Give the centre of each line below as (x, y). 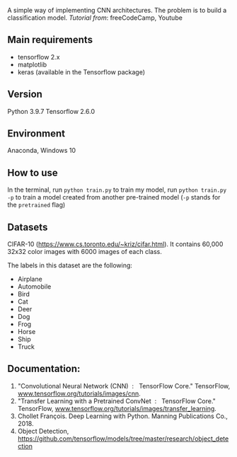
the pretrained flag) (36, 205)
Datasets (28, 227)
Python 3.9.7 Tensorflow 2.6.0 (51, 111)
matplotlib (32, 64)
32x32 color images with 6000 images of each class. (85, 252)
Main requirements (50, 40)
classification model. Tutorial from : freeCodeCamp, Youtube (95, 18)
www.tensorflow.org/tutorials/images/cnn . (79, 393)
